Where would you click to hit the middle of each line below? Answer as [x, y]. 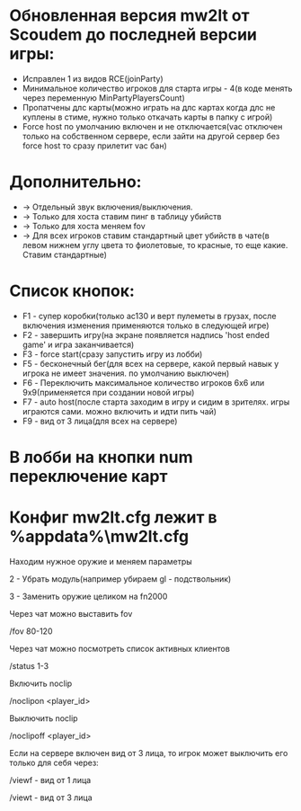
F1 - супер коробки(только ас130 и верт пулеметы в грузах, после [149, 316]
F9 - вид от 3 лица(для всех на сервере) [100, 421]
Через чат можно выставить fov [71, 613]
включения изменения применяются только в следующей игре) [146, 325]
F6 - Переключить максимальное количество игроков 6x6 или [143, 382]
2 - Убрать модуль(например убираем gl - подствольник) [120, 579]
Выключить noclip [44, 718]
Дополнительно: [75, 182]
